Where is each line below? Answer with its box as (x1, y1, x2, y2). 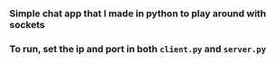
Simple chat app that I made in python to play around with (9, 7, 267, 20)
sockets (9, 18, 45, 31)
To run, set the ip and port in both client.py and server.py (9, 42, 267, 55)
